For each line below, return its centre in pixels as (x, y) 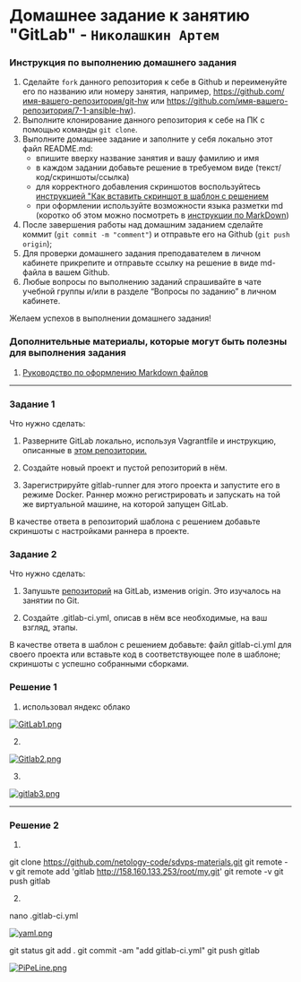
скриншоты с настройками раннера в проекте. (99, 531)
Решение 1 (34, 687)
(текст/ (268, 168)
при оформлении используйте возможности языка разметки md (159, 206)
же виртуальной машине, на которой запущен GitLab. (125, 504)
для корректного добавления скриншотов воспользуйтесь (148, 187)
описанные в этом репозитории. (85, 451)
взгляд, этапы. (50, 627)
